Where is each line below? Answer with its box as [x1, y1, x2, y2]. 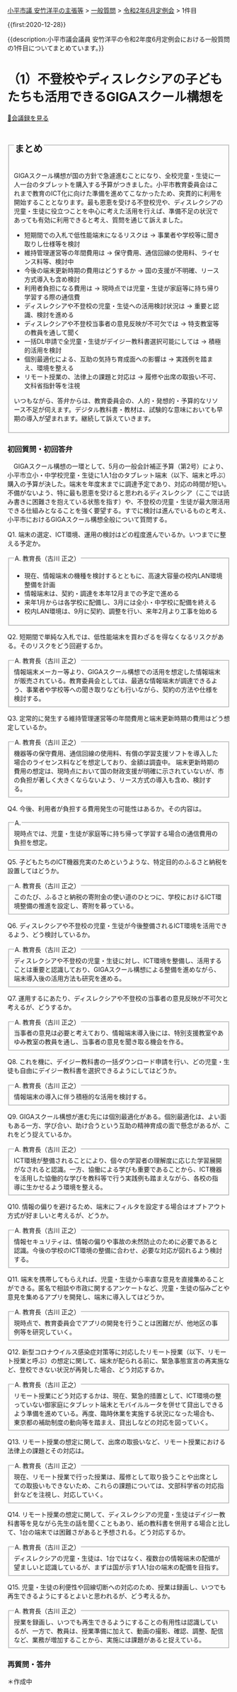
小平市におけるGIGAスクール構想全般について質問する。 [7, 515, 171, 523]
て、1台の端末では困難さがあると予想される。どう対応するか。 [7, 1528, 190, 1537]
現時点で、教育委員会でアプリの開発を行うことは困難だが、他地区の [13, 1318, 212, 1327]
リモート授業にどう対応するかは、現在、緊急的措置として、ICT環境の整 [13, 1391, 221, 1400]
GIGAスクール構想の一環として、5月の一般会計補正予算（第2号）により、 [13, 461, 228, 470]
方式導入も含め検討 [24, 275, 81, 284]
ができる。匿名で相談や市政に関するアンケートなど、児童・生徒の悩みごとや [7, 1284, 230, 1292]
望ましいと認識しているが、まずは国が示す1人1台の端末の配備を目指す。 [13, 1562, 223, 1571]
